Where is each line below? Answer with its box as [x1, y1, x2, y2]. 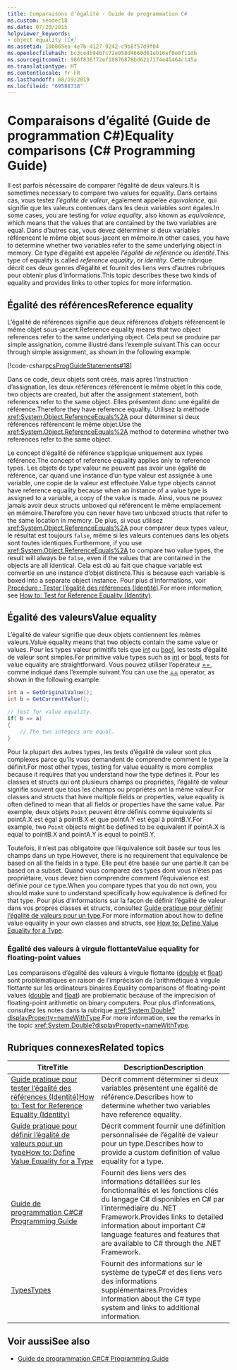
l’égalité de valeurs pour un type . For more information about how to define [7, 911, 224, 919]
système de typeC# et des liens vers [101, 1267, 222, 1277]
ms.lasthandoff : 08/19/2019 [7, 75, 90, 83]
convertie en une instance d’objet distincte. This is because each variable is [7, 569, 226, 577]
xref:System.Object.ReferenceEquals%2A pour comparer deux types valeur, [7, 523, 229, 532]
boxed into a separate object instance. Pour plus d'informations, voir [7, 576, 206, 584]
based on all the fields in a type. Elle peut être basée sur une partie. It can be [7, 859, 229, 867]
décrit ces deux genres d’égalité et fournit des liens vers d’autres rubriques [7, 264, 226, 272]
